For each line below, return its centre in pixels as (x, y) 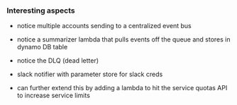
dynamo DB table (42, 47)
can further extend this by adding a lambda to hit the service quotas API (122, 88)
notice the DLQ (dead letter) (58, 61)
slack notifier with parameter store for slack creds (90, 74)
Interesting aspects (41, 11)
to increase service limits (53, 95)
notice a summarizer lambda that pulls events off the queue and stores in (123, 39)
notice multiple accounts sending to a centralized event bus (104, 26)
